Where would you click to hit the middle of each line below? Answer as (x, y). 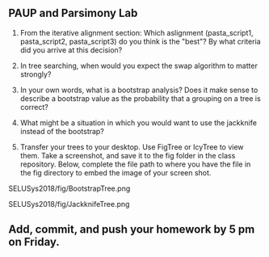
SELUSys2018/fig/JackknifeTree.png (69, 204)
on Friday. (34, 242)
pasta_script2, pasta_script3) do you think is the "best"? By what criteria (140, 41)
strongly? (36, 74)
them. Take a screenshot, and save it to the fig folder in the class (128, 155)
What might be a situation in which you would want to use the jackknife (138, 122)
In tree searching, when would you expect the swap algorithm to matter (139, 65)
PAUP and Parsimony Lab (73, 13)
